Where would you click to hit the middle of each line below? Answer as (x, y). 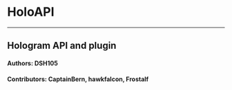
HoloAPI (31, 12)
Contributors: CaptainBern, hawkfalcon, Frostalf (78, 79)
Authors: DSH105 (33, 63)
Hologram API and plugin (62, 46)
